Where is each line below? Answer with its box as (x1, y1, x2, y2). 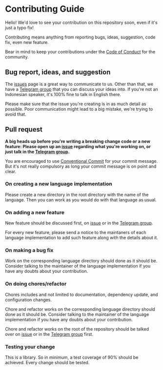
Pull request (5, 125, 42, 134)
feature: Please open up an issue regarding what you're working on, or (5, 143, 151, 149)
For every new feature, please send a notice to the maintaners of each (5, 230, 146, 235)
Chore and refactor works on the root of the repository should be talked (5, 326, 149, 332)
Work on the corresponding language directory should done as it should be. (5, 258, 158, 264)
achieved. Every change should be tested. (5, 360, 90, 366)
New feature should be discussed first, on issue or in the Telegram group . (5, 220, 153, 226)
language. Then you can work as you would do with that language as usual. (5, 196, 157, 203)
